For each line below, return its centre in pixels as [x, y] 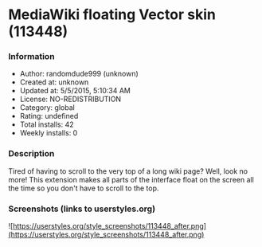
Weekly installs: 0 [49, 133]
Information [31, 57]
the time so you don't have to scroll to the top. [84, 188]
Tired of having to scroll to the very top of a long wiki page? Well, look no [128, 171]
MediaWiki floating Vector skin [112, 15]
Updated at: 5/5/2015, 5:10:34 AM [75, 91]
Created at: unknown [54, 82]
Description [31, 154]
